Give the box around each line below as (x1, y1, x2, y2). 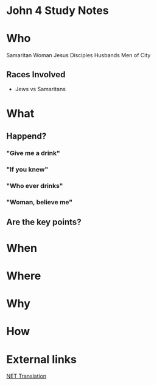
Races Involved (6, 69, 66, 80)
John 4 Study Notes (6, 4, 109, 18)
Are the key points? (6, 217, 82, 227)
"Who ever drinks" (6, 182, 63, 190)
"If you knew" (6, 165, 49, 174)
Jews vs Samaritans (15, 85, 66, 92)
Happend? (6, 131, 47, 141)
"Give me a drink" (6, 149, 60, 158)
